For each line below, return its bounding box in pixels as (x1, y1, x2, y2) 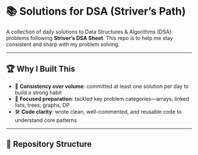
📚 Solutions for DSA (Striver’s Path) (6, 5, 186, 18)
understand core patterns (14, 116, 77, 124)
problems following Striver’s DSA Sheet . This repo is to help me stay (6, 34, 173, 41)
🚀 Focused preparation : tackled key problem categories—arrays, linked (14, 95, 190, 102)
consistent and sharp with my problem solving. (6, 41, 120, 48)
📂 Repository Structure (6, 139, 92, 149)
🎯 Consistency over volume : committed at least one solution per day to (14, 83, 189, 90)
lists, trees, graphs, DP (14, 101, 70, 108)
